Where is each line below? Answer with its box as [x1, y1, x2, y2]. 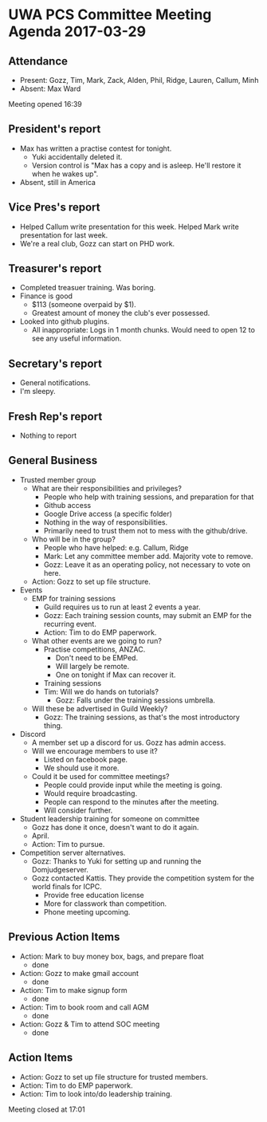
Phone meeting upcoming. [43, 907, 131, 916]
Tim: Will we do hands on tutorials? [43, 687, 159, 696]
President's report [8, 122, 101, 136]
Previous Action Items [8, 931, 120, 944]
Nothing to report [19, 431, 77, 440]
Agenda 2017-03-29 [8, 22, 146, 41]
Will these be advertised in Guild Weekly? [31, 703, 168, 713]
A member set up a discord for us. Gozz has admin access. [31, 738, 226, 747]
